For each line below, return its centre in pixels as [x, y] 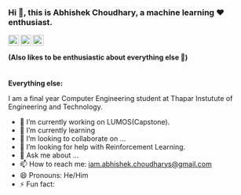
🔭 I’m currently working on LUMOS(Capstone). [95, 121]
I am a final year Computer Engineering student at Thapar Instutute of [120, 98]
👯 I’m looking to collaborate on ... [73, 138]
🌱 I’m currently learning [57, 130]
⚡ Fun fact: [37, 184]
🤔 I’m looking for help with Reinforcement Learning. [102, 146]
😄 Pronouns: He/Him [54, 175]
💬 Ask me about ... [49, 155]
